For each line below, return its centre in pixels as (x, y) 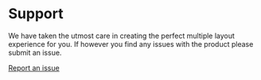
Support (36, 14)
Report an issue (34, 67)
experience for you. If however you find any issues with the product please (131, 44)
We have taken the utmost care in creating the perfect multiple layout (121, 36)
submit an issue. (35, 52)
